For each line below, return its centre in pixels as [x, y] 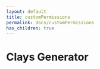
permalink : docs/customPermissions [50, 22]
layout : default [26, 11]
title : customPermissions [38, 17]
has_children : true [30, 28]
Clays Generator [47, 57]
